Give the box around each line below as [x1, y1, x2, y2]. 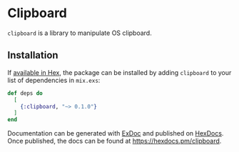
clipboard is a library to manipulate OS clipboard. [7, 29, 152, 37]
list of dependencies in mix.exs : [7, 76, 101, 84]
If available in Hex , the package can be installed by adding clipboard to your [7, 68, 232, 76]
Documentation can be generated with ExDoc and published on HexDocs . [7, 129, 224, 138]
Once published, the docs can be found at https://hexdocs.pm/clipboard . [7, 137, 222, 146]
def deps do [7, 89, 43, 97]
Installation [7, 49, 59, 61]
